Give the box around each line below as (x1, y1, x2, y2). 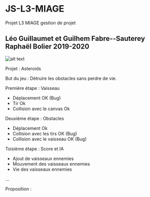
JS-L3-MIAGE (5, 3, 65, 15)
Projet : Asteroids (5, 65, 41, 71)
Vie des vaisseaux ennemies (12, 166, 72, 172)
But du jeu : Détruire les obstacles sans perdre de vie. (5, 75, 117, 81)
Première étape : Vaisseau (5, 85, 60, 91)
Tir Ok (12, 100, 26, 106)
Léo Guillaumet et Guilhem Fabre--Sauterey (5, 34, 145, 43)
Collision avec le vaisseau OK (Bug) (12, 136, 87, 142)
